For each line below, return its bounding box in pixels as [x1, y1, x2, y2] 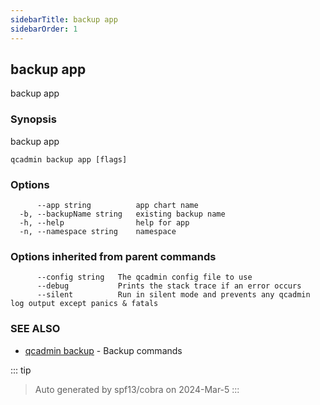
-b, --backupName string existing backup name [19, 209, 226, 219]
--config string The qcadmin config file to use [36, 272, 253, 283]
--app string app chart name [36, 200, 199, 210]
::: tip [10, 364, 32, 376]
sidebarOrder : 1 [10, 24, 78, 34]
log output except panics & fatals [10, 299, 159, 309]
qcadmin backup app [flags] [10, 154, 128, 165]
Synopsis [10, 112, 57, 126]
